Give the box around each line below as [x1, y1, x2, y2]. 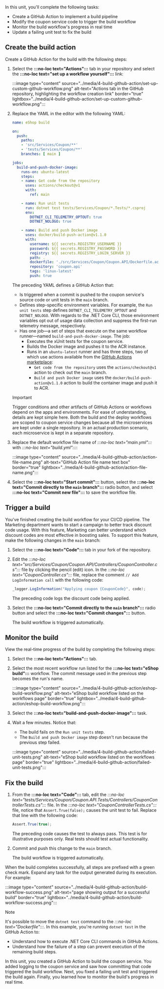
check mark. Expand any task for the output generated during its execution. [5, 869, 157, 876]
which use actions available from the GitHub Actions [26, 354, 132, 359]
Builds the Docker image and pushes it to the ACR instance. [26, 343, 146, 349]
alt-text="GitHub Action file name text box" [43, 459, 130, 465]
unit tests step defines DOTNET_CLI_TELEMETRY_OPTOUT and [19, 307, 137, 313]
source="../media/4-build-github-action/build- [54, 884, 148, 890]
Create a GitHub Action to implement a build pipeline [12, 14, 118, 19]
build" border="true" [5, 895, 47, 901]
